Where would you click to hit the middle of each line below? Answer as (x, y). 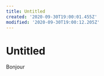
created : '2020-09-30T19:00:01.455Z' (52, 17)
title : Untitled (26, 11)
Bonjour (15, 67)
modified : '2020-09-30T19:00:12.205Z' (53, 22)
